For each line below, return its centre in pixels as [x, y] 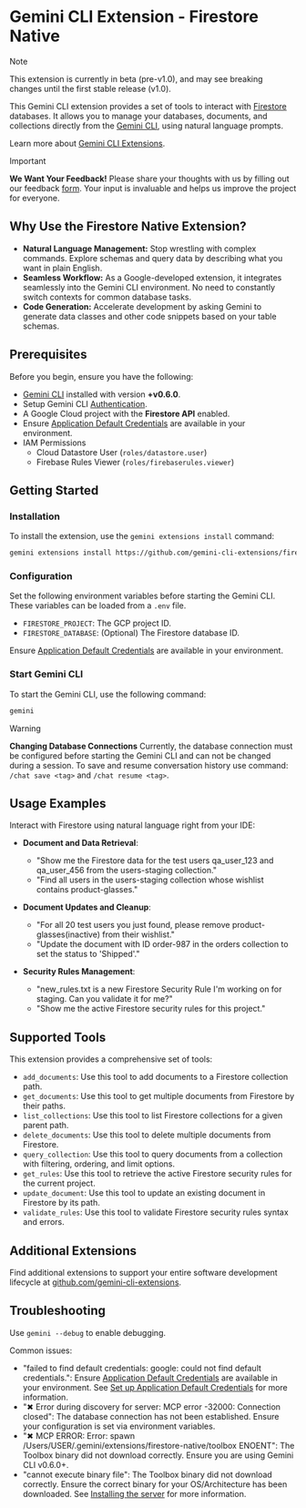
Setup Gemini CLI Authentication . [85, 403]
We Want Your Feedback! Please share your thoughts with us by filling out [149, 178]
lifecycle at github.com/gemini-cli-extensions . [96, 1282]
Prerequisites [48, 355]
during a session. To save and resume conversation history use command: [149, 765]
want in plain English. [62, 268]
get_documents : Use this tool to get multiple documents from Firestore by [158, 1096]
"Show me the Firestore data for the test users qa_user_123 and [155, 861]
